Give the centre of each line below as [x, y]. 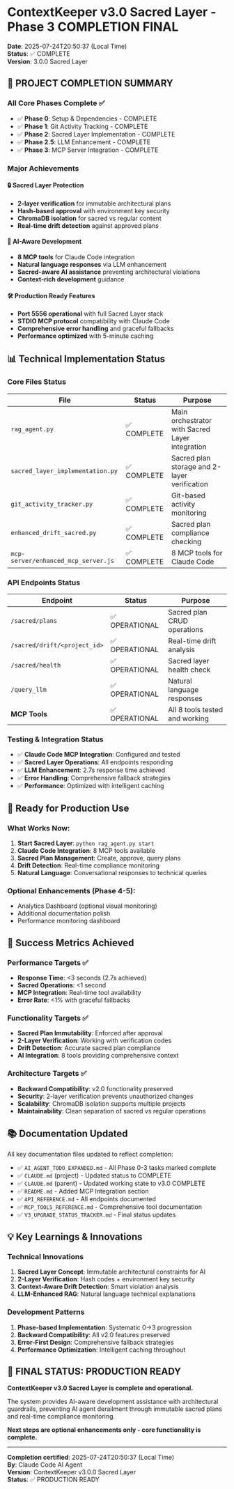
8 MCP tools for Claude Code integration [76, 257]
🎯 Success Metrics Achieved [71, 942]
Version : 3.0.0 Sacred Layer [48, 61]
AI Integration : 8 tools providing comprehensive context [98, 1056]
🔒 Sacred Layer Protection [46, 185]
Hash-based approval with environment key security [93, 210]
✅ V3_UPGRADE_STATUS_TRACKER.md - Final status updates [96, 1214]
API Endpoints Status [44, 583]
